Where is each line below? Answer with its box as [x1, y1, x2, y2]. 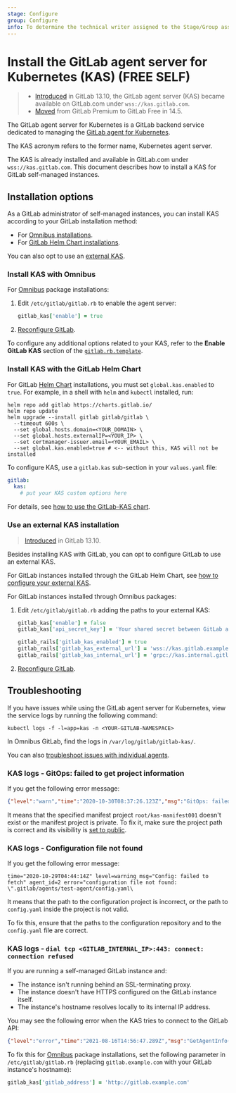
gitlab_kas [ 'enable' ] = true [17, 313, 103, 320]
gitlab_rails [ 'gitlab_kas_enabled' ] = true [17, 638, 147, 646]
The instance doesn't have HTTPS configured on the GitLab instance [17, 988, 217, 996]
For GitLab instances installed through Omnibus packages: [7, 592, 177, 600]
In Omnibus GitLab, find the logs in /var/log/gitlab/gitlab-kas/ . [7, 737, 196, 746]
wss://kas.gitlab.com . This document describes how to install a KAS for [7, 163, 216, 171]
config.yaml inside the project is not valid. [7, 905, 129, 913]
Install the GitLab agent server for [7, 54, 208, 70]
